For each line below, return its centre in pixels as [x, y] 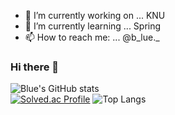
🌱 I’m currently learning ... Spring [93, 26]
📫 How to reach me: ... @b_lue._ [92, 37]
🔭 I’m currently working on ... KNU [95, 15]
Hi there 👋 [35, 67]
